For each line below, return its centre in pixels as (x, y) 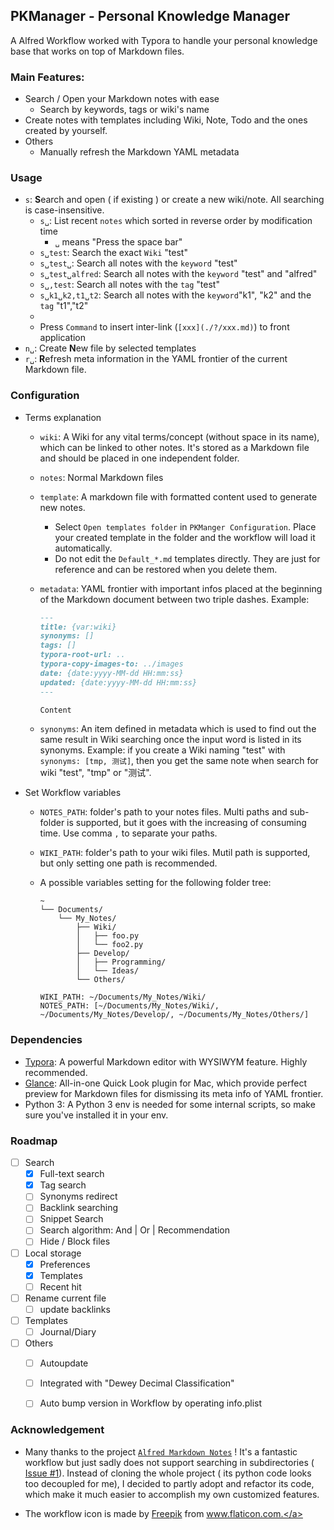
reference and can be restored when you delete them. (166, 569)
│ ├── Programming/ (121, 962)
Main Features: (47, 77)
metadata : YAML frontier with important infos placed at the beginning (181, 588)
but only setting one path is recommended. (128, 863)
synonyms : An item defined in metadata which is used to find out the (178, 729)
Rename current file (65, 1298)
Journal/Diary (68, 1331)
